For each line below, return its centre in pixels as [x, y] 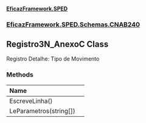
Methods [20, 75]
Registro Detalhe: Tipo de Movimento [53, 59]
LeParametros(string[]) [42, 111]
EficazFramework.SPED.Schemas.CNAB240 [73, 24]
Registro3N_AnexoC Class [57, 44]
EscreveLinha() [31, 101]
